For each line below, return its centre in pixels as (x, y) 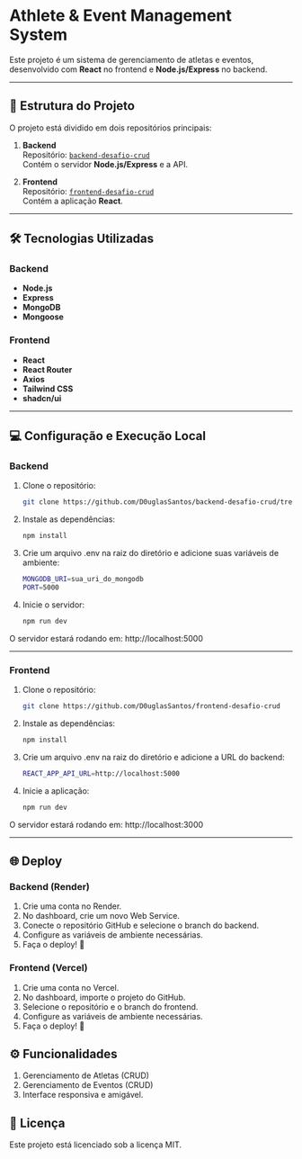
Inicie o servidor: (53, 605)
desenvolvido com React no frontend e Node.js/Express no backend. (138, 69)
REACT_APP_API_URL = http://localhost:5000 (101, 773)
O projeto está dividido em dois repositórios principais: (111, 128)
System (39, 35)
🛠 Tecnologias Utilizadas (82, 239)
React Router (47, 369)
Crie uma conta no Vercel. (71, 987)
